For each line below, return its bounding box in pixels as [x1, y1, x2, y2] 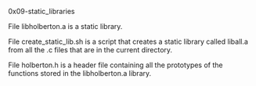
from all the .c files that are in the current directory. [8, 45, 173, 54]
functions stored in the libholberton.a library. [8, 69, 152, 77]
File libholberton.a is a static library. [8, 22, 123, 30]
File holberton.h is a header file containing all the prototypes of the [8, 60, 223, 70]
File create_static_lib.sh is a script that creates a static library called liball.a [8, 37, 249, 46]
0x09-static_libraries [8, 7, 75, 16]
